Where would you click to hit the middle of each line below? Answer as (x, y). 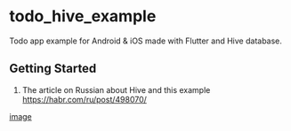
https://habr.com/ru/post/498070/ (84, 99)
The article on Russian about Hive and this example (116, 89)
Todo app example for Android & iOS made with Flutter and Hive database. (146, 41)
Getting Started (53, 69)
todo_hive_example (83, 16)
